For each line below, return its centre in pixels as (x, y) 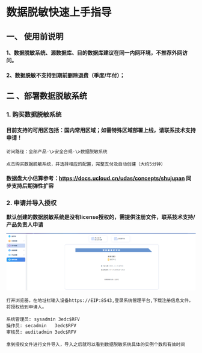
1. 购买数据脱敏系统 (34, 115)
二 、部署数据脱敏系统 (47, 96)
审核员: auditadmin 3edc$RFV (41, 332)
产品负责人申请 (25, 225)
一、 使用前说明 (35, 36)
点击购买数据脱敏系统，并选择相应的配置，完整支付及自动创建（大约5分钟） (86, 164)
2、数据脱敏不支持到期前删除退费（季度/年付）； (66, 75)
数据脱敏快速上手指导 (59, 12)
